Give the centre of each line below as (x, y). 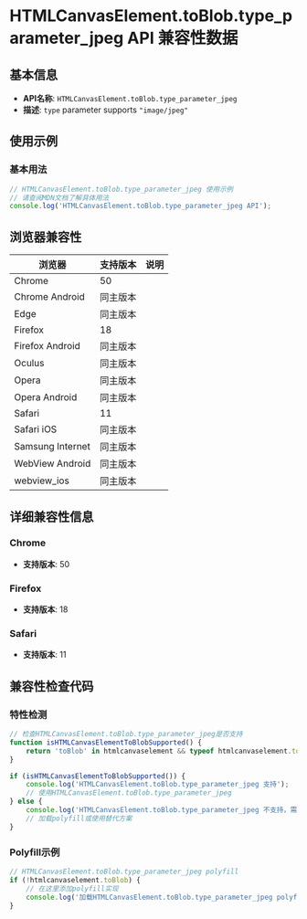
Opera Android (46, 397)
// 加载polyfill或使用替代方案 (79, 819)
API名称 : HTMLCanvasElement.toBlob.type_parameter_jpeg (130, 98)
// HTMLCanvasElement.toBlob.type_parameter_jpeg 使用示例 (122, 189)
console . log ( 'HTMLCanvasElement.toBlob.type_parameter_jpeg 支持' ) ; (158, 785)
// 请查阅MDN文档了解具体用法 (59, 197)
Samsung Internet (53, 447)
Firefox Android (47, 346)
